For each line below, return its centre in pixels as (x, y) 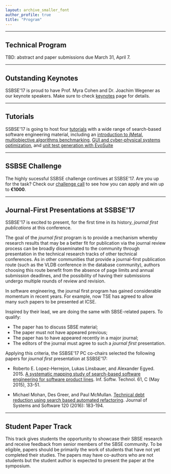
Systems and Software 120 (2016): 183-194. (58, 406)
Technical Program (36, 45)
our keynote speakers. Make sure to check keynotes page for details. (78, 96)
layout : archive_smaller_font (37, 10)
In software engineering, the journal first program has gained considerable (83, 291)
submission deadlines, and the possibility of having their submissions (78, 276)
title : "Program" (24, 19)
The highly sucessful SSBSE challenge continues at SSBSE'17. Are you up (82, 178)
